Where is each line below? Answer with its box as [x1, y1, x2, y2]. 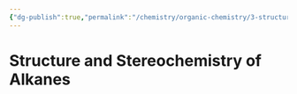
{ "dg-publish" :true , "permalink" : [9, 12, 133, 22]
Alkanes [9, 69, 71, 89]
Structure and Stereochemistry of [9, 50, 263, 70]
